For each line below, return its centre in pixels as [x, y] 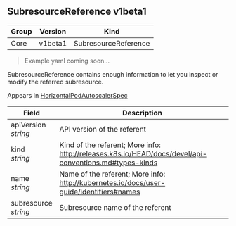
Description [143, 113]
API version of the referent [103, 129]
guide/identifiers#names [100, 192]
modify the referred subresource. [55, 82]
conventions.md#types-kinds [109, 163]
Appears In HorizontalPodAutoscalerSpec [67, 95]
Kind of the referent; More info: [110, 145]
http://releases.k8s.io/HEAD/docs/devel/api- [133, 153]
